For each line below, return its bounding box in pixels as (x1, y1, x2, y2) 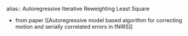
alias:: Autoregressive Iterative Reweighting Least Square (6, 5, 150, 12)
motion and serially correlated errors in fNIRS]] (15, 23, 133, 30)
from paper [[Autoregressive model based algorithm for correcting (15, 17, 183, 23)
